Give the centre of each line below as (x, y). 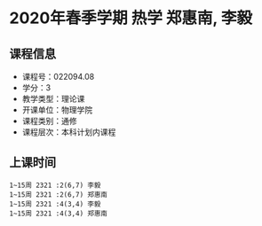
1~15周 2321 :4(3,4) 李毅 (55, 204)
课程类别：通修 (49, 121)
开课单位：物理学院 (57, 110)
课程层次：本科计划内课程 (69, 132)
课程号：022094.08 (58, 77)
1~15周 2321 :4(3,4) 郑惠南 (59, 214)
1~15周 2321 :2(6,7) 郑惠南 (59, 195)
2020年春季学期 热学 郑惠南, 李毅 (131, 18)
